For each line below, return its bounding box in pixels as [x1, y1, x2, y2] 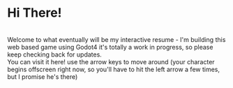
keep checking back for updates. [7, 50, 103, 59]
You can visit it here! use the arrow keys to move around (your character [7, 57, 215, 66]
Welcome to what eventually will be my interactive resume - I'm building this [7, 35, 226, 43]
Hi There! [7, 5, 62, 21]
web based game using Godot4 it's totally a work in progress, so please [7, 43, 213, 51]
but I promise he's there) [7, 72, 78, 81]
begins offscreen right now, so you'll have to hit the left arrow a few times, [7, 65, 220, 73]
